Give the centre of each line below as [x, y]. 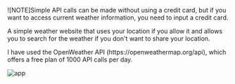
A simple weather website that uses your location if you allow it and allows [115, 31]
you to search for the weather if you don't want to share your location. [109, 38]
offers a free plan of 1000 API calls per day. [70, 59]
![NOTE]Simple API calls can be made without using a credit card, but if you [117, 10]
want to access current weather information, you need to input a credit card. [118, 17]
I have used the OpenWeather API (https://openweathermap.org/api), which [117, 52]
